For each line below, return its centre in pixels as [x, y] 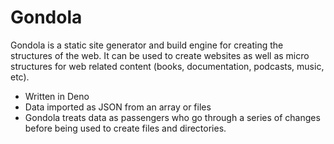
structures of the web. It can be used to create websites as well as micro [160, 55]
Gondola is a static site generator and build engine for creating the [147, 45]
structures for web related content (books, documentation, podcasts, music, [167, 66]
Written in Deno [57, 96]
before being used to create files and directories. [125, 128]
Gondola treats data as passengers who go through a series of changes [172, 117]
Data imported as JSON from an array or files [118, 107]
